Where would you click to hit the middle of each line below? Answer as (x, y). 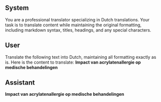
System (17, 8)
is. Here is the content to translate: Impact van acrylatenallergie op (73, 62)
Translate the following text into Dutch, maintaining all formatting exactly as (81, 57)
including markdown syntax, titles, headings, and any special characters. (78, 30)
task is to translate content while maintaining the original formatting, (73, 25)
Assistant (20, 83)
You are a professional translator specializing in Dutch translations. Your (77, 19)
